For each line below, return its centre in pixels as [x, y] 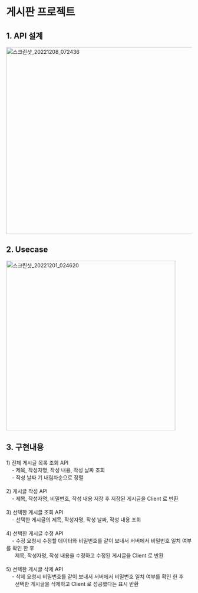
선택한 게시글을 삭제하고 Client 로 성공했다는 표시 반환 [77, 584]
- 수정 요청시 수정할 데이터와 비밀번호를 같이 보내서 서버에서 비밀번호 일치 [96, 540]
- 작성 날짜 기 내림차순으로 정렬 [47, 477]
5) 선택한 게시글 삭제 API [35, 569]
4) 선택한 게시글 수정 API [35, 533]
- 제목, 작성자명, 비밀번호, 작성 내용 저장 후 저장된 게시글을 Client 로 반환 [95, 498]
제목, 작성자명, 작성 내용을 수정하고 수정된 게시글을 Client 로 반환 [89, 555]
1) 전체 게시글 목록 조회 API [37, 462]
